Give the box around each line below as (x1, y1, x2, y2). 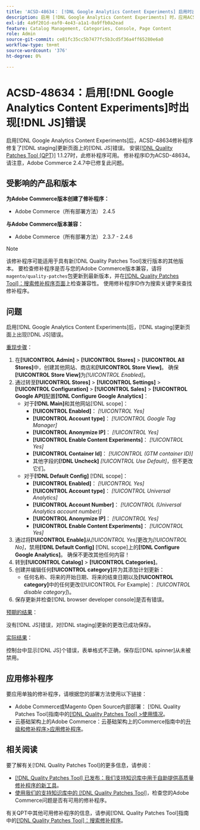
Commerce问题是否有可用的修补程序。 (14, 797, 110, 804)
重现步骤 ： (6, 344, 33, 351)
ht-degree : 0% (6, 53, 42, 59)
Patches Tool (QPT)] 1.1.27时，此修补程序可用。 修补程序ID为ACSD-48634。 (6, 152, 193, 159)
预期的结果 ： (6, 608, 37, 616)
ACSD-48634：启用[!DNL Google (6, 86, 174, 99)
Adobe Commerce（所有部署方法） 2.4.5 (14, 208, 115, 215)
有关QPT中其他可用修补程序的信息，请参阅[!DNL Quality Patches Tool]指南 (6, 809, 189, 816)
